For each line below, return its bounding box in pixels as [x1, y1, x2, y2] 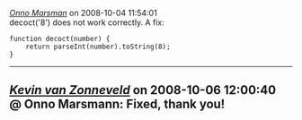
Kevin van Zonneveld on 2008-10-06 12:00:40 [9, 82, 277, 98]
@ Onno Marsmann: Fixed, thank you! [9, 97, 226, 112]
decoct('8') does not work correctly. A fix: [9, 17, 164, 28]
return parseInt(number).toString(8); [25, 42, 171, 51]
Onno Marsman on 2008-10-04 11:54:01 [9, 8, 157, 18]
